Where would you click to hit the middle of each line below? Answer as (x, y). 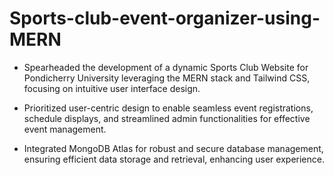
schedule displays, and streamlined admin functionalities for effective (167, 118)
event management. (65, 129)
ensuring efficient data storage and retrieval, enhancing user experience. (174, 159)
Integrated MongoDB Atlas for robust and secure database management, (173, 148)
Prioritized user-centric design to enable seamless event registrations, (168, 108)
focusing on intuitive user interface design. (112, 88)
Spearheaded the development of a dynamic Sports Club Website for (166, 67)
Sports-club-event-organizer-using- (165, 18)
